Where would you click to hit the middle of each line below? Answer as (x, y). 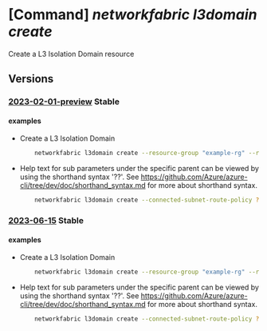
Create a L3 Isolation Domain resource (71, 54)
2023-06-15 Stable (46, 221)
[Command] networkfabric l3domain (133, 15)
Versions (31, 79)
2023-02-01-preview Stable (64, 102)
